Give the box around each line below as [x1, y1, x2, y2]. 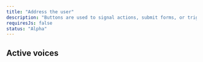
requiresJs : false [6, 20, 53, 26]
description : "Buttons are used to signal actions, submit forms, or [6, 14, 185, 20]
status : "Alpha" [6, 25, 47, 32]
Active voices [6, 48, 59, 58]
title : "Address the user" [6, 8, 74, 15]
